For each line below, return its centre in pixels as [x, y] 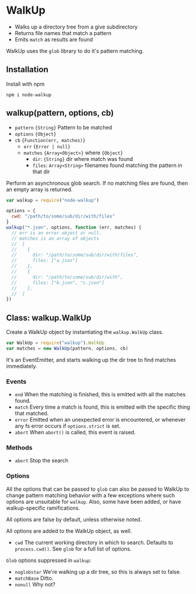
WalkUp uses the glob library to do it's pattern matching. [75, 50]
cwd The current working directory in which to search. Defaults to [94, 542]
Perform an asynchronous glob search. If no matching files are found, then [97, 183]
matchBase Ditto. [34, 578]
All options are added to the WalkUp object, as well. [69, 531]
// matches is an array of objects [55, 238]
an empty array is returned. [39, 189]
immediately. [22, 366]
